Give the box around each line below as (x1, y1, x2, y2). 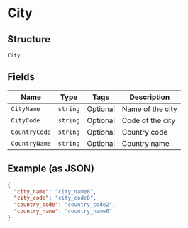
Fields (7, 71, 35, 83)
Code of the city (121, 115, 176, 125)
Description (129, 92, 170, 102)
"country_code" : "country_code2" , (13, 201, 116, 208)
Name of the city (121, 104, 177, 114)
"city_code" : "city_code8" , (13, 195, 97, 202)
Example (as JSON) (7, 163, 94, 175)
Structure (7, 33, 51, 45)
